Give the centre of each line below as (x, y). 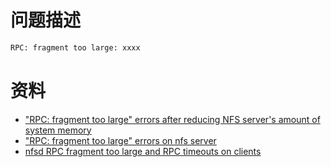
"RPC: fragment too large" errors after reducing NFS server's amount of (172, 119)
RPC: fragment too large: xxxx (75, 47)
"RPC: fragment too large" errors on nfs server (120, 140)
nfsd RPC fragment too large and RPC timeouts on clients (143, 151)
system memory (58, 130)
